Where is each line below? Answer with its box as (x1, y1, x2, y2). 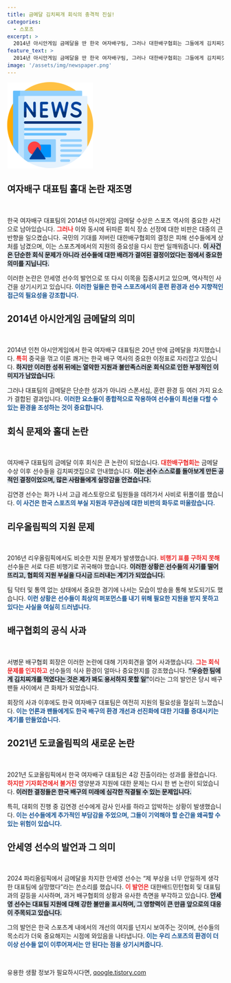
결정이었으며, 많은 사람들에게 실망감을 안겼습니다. (19, 475, 151, 484)
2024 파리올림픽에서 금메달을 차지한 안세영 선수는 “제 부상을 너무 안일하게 (7, 874, 206, 883)
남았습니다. (25, 371, 56, 380)
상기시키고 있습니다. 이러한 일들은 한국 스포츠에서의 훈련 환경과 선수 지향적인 (19, 282, 223, 290)
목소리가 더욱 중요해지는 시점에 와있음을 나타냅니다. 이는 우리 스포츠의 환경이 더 (7, 932, 219, 940)
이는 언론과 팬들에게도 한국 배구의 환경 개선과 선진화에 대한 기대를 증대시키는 (16, 706, 219, 715)
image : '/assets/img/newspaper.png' (7, 62, 112, 69)
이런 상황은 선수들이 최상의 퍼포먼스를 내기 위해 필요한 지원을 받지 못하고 (27, 594, 219, 602)
